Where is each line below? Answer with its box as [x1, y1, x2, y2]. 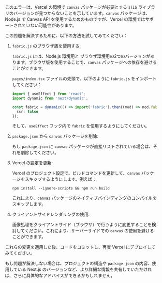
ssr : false [16, 109, 39, 114]
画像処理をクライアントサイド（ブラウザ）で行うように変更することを [12, 222, 152, 228]
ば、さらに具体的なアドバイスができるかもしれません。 [5, 273, 115, 279]
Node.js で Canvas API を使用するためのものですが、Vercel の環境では [5, 16, 146, 22]
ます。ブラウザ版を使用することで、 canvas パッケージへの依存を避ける [16, 60, 157, 65]
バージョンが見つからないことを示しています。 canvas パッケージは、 [13, 10, 150, 16]
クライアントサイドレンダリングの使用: [12, 211, 90, 217]
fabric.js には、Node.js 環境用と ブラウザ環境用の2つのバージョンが [12, 53, 151, 59]
